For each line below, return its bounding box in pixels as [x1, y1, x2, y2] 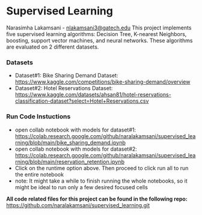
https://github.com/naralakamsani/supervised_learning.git [6, 201, 150, 208]
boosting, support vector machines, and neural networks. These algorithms [6, 37, 193, 44]
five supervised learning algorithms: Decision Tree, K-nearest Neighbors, [6, 30, 187, 37]
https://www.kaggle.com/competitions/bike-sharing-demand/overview [14, 78, 191, 85]
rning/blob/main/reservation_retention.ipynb [14, 158, 125, 165]
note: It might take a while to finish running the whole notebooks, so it [14, 177, 188, 184]
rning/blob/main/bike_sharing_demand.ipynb [14, 139, 126, 146]
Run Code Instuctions [6, 112, 71, 121]
